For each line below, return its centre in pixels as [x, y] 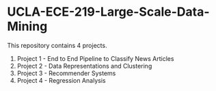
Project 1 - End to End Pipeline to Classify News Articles [95, 58]
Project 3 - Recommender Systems [66, 73]
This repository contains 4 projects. [57, 45]
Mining [27, 26]
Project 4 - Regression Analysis [61, 80]
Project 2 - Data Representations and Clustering [84, 66]
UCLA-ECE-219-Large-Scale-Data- [108, 12]
